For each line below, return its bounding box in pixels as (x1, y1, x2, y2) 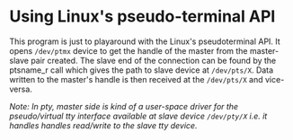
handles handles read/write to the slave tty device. (9, 119, 198, 131)
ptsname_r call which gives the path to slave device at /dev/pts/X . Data (9, 65, 274, 75)
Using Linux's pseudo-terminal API (9, 6, 276, 27)
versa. (9, 83, 33, 94)
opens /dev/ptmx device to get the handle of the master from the (9, 45, 249, 56)
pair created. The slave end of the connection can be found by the (31, 55, 277, 66)
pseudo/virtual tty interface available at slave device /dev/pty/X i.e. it (9, 110, 268, 121)
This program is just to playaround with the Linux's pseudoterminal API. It (9, 36, 280, 47)
